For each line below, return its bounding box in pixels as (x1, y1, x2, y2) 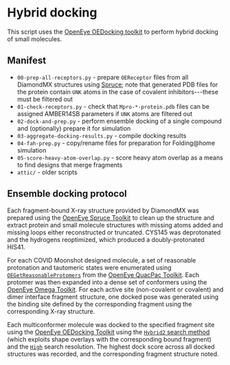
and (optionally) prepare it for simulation (16, 124, 131, 132)
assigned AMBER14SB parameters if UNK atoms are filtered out (16, 109, 193, 118)
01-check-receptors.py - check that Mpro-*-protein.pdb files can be (16, 102, 209, 111)
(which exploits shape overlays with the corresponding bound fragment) (7, 335, 211, 343)
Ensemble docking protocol (7, 188, 127, 200)
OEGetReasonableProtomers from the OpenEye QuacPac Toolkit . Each (7, 270, 200, 279)
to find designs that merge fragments (16, 160, 123, 169)
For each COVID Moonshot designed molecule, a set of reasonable (7, 256, 196, 264)
